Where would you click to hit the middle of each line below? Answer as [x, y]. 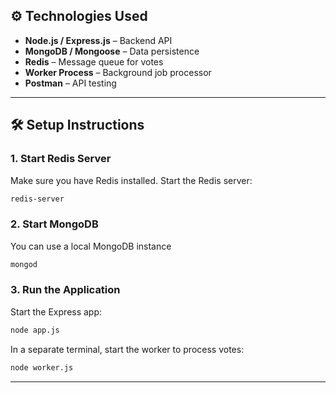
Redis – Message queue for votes [94, 61]
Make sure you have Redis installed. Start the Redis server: [131, 180]
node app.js [35, 330]
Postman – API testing [70, 83]
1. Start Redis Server [61, 159]
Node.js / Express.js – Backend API [98, 40]
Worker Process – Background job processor [118, 72]
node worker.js [42, 367]
